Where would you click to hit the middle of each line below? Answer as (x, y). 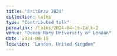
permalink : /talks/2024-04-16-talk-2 (52, 28)
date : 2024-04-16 (27, 38)
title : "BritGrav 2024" (35, 11)
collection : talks (29, 17)
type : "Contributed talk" (38, 22)
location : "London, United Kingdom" (51, 44)
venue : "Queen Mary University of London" (59, 33)
